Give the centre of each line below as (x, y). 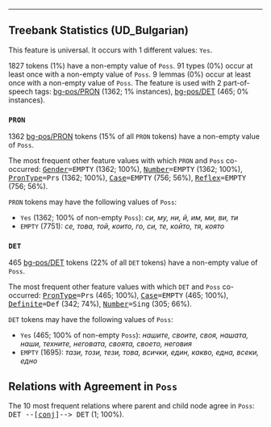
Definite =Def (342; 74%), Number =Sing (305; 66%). (100, 304)
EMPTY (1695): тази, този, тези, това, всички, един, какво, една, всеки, (140, 353)
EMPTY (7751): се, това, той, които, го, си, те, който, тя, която (122, 226)
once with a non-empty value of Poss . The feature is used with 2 (115, 82)
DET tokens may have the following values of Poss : (91, 320)
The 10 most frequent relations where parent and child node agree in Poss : (132, 406)
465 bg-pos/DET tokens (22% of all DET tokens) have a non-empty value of (133, 262)
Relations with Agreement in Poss (93, 386)
